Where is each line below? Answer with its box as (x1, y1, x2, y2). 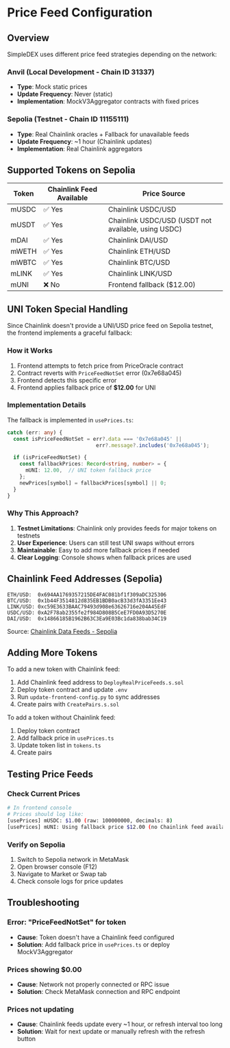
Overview (7, 32, 50, 44)
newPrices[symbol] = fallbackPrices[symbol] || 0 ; (19, 479, 167, 487)
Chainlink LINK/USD (108, 269, 172, 279)
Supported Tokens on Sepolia (7, 164, 136, 176)
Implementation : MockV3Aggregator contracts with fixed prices (16, 97, 199, 105)
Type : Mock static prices (16, 83, 88, 91)
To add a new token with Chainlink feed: (7, 665, 120, 674)
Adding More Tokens (7, 647, 98, 659)
